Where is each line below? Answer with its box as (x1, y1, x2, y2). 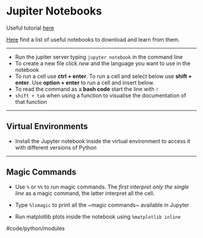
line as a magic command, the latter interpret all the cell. (14, 189, 155, 197)
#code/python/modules (6, 225, 65, 232)
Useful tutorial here (6, 24, 54, 31)
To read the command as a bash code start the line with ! (14, 85, 159, 92)
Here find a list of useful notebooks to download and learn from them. (6, 36, 180, 43)
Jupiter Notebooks (6, 4, 102, 18)
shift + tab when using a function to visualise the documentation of (14, 92, 186, 99)
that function (14, 98, 47, 105)
